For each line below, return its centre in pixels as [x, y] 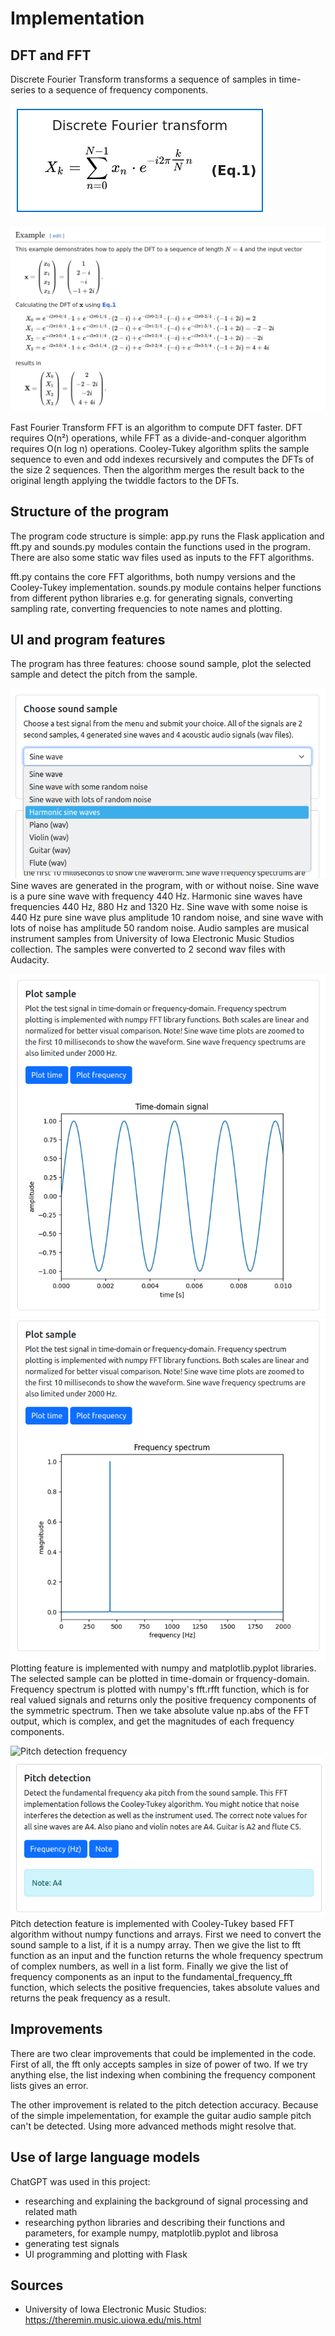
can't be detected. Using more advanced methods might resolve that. [153, 2126]
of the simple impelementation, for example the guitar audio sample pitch [161, 2115]
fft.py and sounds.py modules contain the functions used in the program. [160, 546]
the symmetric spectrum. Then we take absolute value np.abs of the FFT [160, 1711]
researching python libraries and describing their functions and [154, 2222]
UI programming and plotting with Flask [106, 2254]
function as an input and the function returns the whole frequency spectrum [166, 1955]
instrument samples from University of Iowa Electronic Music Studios [152, 939]
